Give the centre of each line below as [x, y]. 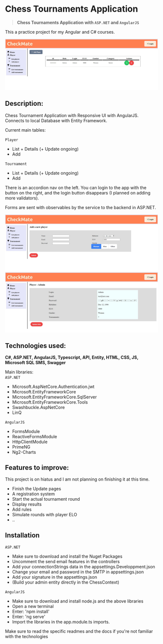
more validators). [22, 198]
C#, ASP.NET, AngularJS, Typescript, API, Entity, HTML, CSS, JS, [72, 357]
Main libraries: [19, 372]
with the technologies [27, 637]
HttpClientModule [30, 442]
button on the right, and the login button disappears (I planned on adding [78, 193]
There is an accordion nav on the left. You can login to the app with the [76, 187]
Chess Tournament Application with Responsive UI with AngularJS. [72, 115]
